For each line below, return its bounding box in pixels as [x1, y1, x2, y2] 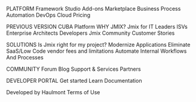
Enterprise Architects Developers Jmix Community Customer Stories [6, 29, 175, 37]
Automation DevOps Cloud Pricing [6, 11, 91, 19]
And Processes [6, 54, 44, 61]
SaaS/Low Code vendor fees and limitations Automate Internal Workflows [6, 47, 187, 55]
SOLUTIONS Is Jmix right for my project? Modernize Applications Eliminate [6, 41, 191, 48]
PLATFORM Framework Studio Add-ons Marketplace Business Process [6, 5, 181, 12]
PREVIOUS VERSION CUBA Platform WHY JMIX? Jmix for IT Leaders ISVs [6, 23, 188, 30]
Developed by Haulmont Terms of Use [6, 89, 100, 95]
